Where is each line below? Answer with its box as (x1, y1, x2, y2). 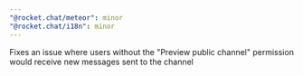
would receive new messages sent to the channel (9, 56, 194, 67)
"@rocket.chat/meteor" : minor (9, 13, 124, 23)
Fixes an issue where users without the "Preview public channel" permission (9, 46, 294, 57)
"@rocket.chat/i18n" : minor (9, 22, 116, 31)
